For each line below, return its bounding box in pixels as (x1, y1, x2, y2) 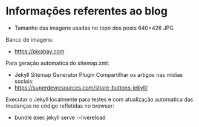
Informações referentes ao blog (5, 4, 168, 18)
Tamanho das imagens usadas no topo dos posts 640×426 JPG (14, 24, 174, 31)
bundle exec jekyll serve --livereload (14, 114, 106, 121)
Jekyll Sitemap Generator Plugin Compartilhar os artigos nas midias (14, 71, 183, 78)
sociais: (14, 77, 34, 85)
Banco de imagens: (5, 36, 54, 43)
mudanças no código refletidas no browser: (5, 102, 114, 109)
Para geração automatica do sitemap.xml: (5, 59, 109, 67)
